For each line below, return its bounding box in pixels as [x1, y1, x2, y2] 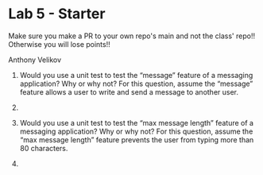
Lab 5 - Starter [8, 5, 106, 23]
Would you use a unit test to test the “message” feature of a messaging [19, 70, 253, 80]
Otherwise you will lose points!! [8, 39, 111, 49]
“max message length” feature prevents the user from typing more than [19, 134, 254, 144]
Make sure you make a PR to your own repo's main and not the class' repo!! [8, 31, 256, 41]
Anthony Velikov [8, 55, 62, 64]
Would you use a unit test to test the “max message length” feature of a [19, 118, 254, 127]
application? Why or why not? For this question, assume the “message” [19, 79, 253, 88]
